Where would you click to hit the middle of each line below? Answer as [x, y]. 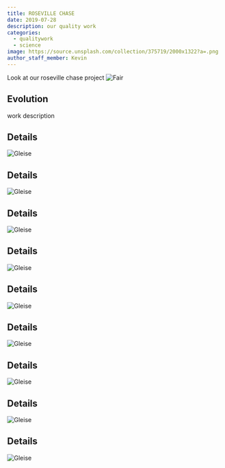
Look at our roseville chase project [56, 77]
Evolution [28, 99]
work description [31, 115]
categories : [24, 33]
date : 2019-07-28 [32, 20]
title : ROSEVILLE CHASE [41, 13]
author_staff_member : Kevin [47, 58]
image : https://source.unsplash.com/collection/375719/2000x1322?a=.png [113, 52]
